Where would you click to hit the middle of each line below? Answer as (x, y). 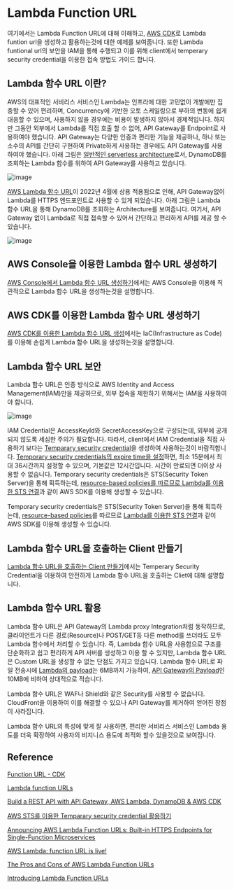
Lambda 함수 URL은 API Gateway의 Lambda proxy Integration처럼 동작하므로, (116, 626)
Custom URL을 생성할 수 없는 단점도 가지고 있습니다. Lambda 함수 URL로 (115, 661)
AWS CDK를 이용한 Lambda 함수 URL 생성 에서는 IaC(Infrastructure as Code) (115, 333)
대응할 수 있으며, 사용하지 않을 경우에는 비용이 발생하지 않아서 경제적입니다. (110, 119)
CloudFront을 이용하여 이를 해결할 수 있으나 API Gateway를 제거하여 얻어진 (110, 702)
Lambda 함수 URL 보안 (54, 366)
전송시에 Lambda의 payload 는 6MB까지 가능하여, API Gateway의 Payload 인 (119, 670)
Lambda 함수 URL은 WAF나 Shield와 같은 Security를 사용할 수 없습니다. (106, 694)
